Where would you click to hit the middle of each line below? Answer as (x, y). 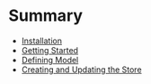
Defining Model (50, 60)
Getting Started (49, 50)
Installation (42, 41)
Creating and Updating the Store (81, 70)
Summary (45, 16)
